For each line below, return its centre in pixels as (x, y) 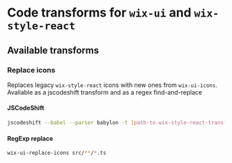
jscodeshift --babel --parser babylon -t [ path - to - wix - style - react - (108, 123)
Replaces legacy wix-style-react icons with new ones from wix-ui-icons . (112, 85)
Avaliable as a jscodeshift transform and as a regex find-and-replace (105, 92)
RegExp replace (30, 138)
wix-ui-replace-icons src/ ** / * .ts (57, 153)
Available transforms (53, 50)
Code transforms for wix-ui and (99, 13)
